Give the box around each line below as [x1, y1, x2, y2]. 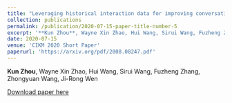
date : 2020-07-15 [7, 36, 57, 43]
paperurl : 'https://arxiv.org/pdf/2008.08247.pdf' [7, 49, 156, 56]
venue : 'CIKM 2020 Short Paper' [7, 42, 100, 49]
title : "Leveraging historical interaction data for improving [7, 10, 193, 17]
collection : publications [7, 16, 81, 23]
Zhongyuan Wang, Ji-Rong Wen [7, 74, 98, 82]
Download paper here [7, 87, 69, 96]
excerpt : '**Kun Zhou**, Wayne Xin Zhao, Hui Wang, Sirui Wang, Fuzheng [7, 29, 221, 36]
